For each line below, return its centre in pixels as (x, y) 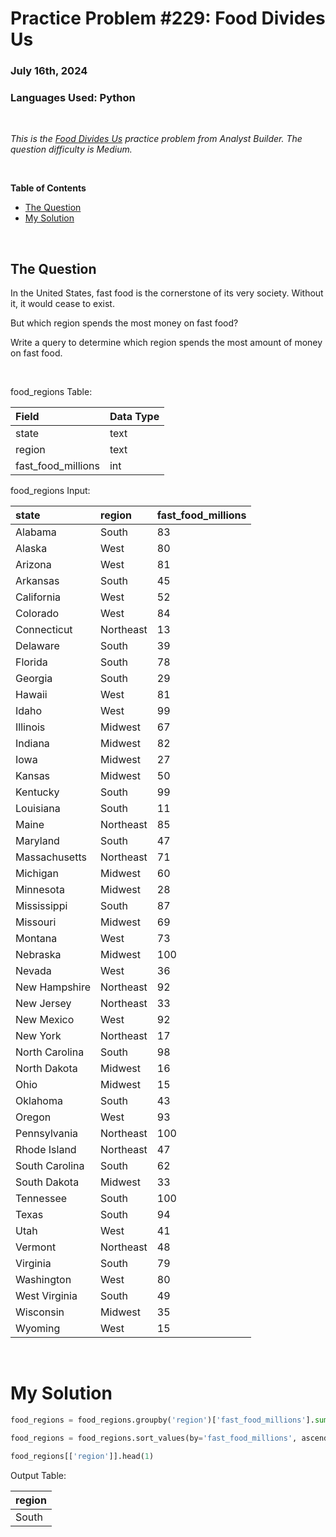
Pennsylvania (47, 1134)
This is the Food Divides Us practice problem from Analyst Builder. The (156, 139)
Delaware (37, 646)
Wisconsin (40, 1312)
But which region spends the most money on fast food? (124, 323)
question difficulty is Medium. (71, 149)
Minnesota (40, 890)
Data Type (134, 417)
